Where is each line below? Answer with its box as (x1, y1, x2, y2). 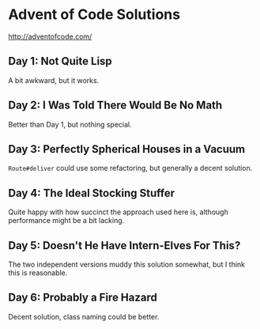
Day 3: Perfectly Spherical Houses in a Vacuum (8, 142, 246, 156)
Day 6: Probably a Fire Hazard (8, 291, 158, 304)
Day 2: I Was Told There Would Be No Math (8, 99, 223, 112)
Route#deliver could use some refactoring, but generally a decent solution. (8, 164, 253, 173)
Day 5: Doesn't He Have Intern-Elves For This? (8, 239, 241, 252)
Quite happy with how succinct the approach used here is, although (8, 207, 229, 217)
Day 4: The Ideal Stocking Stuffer (8, 186, 175, 199)
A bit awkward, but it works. (8, 75, 100, 85)
